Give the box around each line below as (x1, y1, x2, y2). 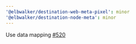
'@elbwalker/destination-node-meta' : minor (5, 14, 117, 20)
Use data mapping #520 (5, 31, 66, 38)
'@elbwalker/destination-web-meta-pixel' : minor (5, 8, 130, 15)
